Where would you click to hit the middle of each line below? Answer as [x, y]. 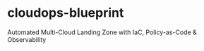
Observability [27, 39]
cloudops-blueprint [66, 13]
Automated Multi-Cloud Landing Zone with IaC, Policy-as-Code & [102, 32]
